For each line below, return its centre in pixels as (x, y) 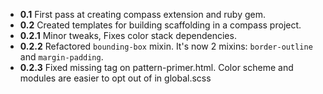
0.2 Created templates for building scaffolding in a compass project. (160, 25)
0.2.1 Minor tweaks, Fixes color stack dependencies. (128, 35)
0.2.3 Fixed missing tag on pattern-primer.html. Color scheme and (156, 67)
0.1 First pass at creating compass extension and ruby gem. (142, 14)
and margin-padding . (61, 57)
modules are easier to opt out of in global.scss (115, 78)
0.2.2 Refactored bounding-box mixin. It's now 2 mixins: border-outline (166, 46)
